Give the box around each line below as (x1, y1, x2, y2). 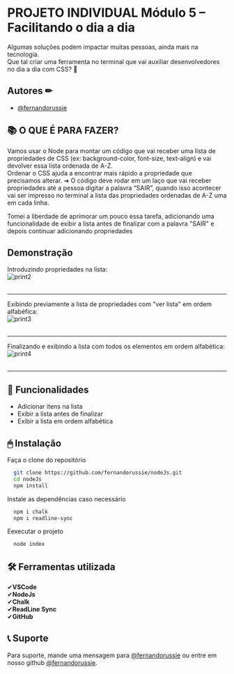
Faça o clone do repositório (7, 456, 86, 464)
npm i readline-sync (13, 515, 73, 522)
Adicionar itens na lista (17, 402, 83, 411)
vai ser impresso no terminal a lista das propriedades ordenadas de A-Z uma (7, 191, 227, 199)
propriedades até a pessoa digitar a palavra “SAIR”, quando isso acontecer (7, 183, 221, 192)
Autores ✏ (7, 85, 53, 97)
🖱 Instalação (7, 437, 61, 449)
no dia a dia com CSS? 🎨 (7, 65, 78, 73)
